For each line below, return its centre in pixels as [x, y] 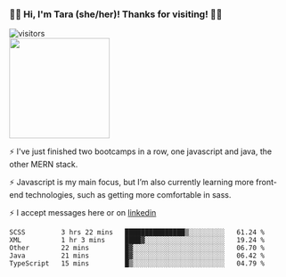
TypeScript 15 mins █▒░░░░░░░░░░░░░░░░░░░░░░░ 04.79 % [137, 264]
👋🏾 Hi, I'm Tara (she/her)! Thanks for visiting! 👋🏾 [116, 14]
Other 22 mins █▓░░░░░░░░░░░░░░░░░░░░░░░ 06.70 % [137, 248]
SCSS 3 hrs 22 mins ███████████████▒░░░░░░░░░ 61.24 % [137, 232]
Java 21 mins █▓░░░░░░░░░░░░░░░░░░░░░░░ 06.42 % [137, 256]
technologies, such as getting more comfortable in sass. [128, 195]
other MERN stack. [44, 165]
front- [266, 183]
